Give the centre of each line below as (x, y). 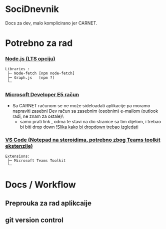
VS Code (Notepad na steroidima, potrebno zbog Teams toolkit (83, 140)
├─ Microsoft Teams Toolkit (36, 161)
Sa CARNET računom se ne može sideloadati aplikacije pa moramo (81, 105)
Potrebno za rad (39, 43)
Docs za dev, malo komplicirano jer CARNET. (51, 23)
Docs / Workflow (40, 185)
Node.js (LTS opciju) (30, 59)
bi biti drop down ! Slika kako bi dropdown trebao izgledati (79, 127)
